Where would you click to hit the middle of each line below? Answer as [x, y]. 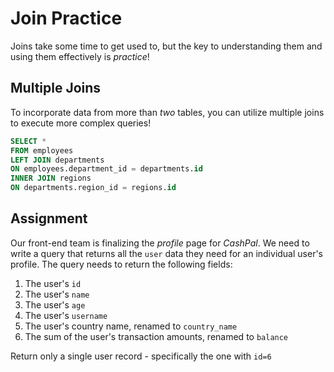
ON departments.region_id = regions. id [93, 188]
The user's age [55, 304]
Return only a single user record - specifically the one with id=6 [141, 356]
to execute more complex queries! [81, 123]
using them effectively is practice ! [80, 56]
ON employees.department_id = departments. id [106, 169]
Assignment [49, 218]
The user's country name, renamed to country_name [131, 326]
